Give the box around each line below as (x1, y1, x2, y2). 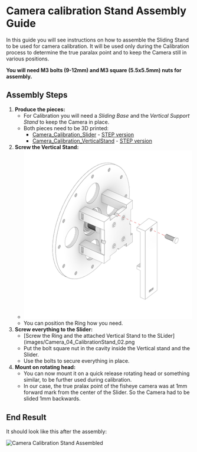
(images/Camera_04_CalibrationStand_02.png (23, 338, 135, 346)
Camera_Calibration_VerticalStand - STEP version (32, 137, 152, 144)
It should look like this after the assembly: (6, 428, 107, 435)
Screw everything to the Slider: (14, 326, 93, 333)
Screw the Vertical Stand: (14, 143, 79, 150)
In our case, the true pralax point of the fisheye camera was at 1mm (23, 383, 188, 390)
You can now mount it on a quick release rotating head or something (23, 370, 190, 377)
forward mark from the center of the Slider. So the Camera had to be (23, 389, 190, 396)
